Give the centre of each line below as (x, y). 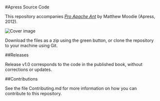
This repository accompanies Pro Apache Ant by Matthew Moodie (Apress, (80, 16)
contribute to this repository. (34, 93)
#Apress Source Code (27, 7)
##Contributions (21, 79)
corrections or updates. (28, 69)
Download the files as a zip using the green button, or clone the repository (80, 40)
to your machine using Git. (31, 45)
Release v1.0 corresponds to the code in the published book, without (74, 64)
